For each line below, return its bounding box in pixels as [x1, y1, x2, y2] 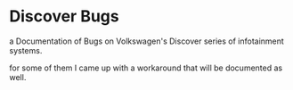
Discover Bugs [9, 6, 119, 27]
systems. [9, 45, 43, 55]
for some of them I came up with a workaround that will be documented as [9, 62, 283, 73]
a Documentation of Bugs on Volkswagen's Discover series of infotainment [9, 36, 285, 46]
